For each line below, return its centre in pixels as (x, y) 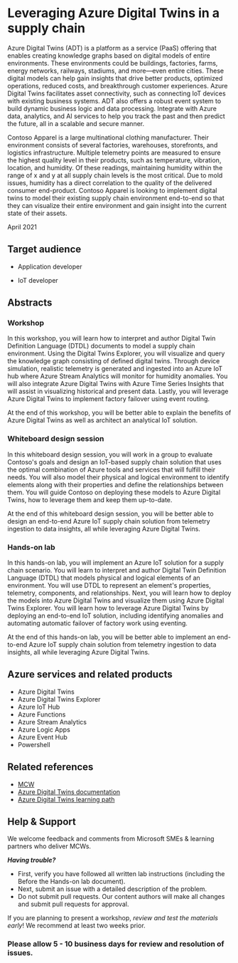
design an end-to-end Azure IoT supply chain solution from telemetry (109, 521)
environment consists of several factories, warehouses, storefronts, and (113, 145)
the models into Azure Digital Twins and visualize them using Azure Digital (116, 600)
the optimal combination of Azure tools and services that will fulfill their (112, 469)
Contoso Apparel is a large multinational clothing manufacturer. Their (108, 137)
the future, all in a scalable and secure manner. (76, 123)
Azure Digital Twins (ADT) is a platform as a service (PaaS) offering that (112, 48)
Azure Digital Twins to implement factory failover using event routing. (108, 399)
